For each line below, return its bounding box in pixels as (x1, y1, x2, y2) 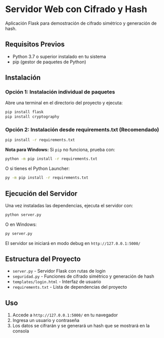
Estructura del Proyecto (5, 255, 81, 264)
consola (12, 328, 29, 334)
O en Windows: (5, 221, 37, 227)
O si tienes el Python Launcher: (5, 165, 70, 172)
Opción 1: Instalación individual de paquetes (5, 89, 115, 96)
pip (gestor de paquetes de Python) (12, 59, 86, 65)
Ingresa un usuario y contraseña (12, 317, 80, 323)
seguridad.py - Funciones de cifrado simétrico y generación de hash (12, 273, 154, 280)
